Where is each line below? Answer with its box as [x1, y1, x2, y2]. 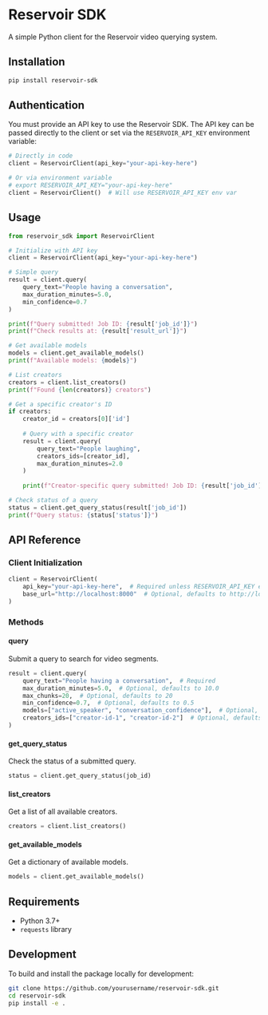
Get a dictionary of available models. [8, 857, 129, 867]
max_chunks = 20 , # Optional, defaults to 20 [22, 692, 173, 700]
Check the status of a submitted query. [8, 756, 137, 766]
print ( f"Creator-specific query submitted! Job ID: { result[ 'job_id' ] [22, 482, 262, 490]
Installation [8, 55, 65, 69]
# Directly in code [8, 152, 73, 161]
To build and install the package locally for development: [8, 969, 194, 978]
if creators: [8, 407, 52, 416]
